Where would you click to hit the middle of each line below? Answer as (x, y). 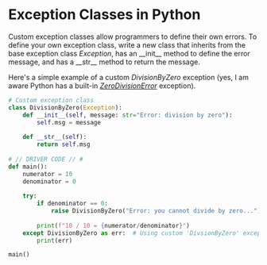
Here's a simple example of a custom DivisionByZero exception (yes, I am (128, 77)
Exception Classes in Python (104, 15)
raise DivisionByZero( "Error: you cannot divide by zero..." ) (156, 211)
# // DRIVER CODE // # (46, 159)
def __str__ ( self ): (55, 137)
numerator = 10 (48, 174)
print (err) (55, 240)
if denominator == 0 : (73, 204)
